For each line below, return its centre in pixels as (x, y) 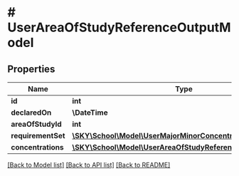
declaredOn (31, 113)
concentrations (37, 147)
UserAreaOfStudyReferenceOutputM (119, 27)
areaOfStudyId (36, 124)
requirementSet (38, 136)
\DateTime (90, 113)
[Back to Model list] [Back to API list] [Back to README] (89, 165)
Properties (31, 69)
